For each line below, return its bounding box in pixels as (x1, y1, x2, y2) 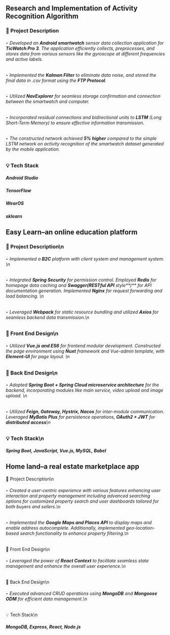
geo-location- (126, 525, 155, 531)
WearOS (6, 200, 24, 207)
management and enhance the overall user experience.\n (6, 563, 126, 569)
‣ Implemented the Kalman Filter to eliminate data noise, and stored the (6, 72, 156, 78)
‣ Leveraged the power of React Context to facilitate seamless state (6, 558, 149, 564)
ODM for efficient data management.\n (6, 596, 88, 602)
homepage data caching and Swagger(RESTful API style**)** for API (6, 282, 152, 288)
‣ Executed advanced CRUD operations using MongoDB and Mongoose (6, 590, 157, 597)
